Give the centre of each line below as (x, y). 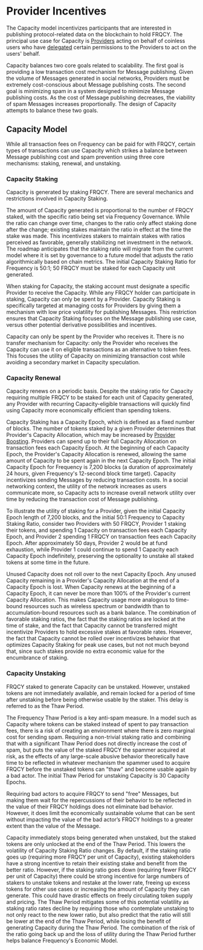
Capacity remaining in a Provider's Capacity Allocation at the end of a (93, 581)
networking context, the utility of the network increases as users (87, 486)
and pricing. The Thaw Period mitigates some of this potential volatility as (98, 902)
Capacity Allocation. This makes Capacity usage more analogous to (91, 600)
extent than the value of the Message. (53, 826)
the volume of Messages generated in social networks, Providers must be (98, 78)
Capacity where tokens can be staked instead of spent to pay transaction (97, 724)
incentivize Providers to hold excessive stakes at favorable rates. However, (99, 632)
